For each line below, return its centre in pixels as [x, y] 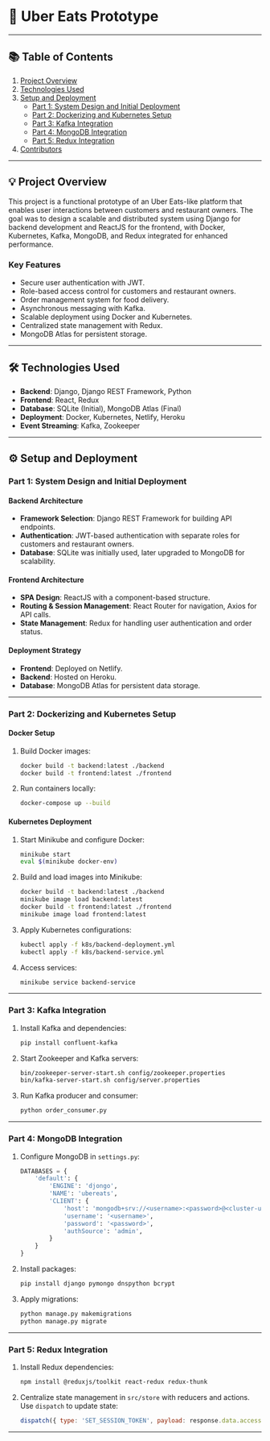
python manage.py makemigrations [76, 1314]
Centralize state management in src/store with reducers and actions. [135, 1397]
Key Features [35, 265]
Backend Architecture [46, 500]
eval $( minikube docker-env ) [69, 862]
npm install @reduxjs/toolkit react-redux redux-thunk [114, 1381]
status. [31, 632]
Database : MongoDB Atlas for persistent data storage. [110, 685]
